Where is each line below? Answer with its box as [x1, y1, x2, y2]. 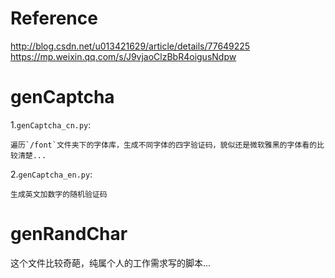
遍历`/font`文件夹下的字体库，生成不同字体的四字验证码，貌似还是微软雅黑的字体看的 [10, 140, 318, 150]
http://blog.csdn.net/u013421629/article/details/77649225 [10, 40, 251, 52]
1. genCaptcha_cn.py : [10, 118, 92, 131]
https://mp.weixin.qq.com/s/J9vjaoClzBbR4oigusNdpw [10, 50, 237, 62]
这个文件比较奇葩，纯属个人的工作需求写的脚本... [10, 257, 212, 269]
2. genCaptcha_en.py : [10, 168, 93, 180]
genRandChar [10, 223, 128, 246]
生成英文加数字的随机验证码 [10, 189, 108, 199]
